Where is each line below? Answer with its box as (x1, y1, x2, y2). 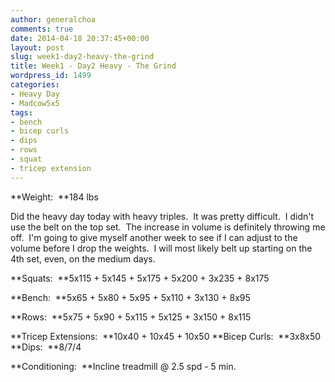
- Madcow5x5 (10, 98, 60, 108)
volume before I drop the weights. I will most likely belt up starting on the (10, 242, 313, 254)
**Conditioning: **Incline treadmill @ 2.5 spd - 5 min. (10, 360, 237, 372)
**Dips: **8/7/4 (10, 341, 82, 353)
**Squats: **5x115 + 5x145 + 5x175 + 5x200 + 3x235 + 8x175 (10, 272, 270, 284)
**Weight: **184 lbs (10, 191, 99, 203)
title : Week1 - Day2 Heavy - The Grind (10, 61, 177, 71)
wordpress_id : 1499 (10, 71, 92, 81)
